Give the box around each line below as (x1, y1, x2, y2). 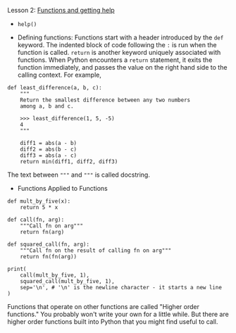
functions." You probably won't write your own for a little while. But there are (7, 310, 229, 318)
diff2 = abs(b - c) (20, 146, 77, 153)
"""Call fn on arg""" (20, 222, 83, 230)
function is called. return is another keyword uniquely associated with (17, 49, 221, 56)
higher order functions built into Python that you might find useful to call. (7, 318, 218, 326)
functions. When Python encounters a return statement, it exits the (17, 56, 213, 64)
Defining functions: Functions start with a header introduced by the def (17, 33, 224, 42)
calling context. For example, (17, 70, 102, 79)
